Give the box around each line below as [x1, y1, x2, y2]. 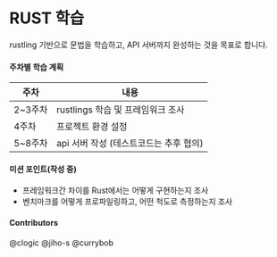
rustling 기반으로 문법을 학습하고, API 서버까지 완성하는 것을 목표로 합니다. [9, 39, 268, 50]
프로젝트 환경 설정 [56, 120, 128, 133]
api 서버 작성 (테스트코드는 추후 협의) [56, 137, 204, 150]
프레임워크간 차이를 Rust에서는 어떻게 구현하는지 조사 [21, 185, 209, 196]
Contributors [9, 217, 59, 228]
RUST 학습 [9, 8, 85, 29]
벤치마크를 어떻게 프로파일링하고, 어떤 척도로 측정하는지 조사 [21, 196, 233, 207]
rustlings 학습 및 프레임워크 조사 [56, 104, 185, 116]
